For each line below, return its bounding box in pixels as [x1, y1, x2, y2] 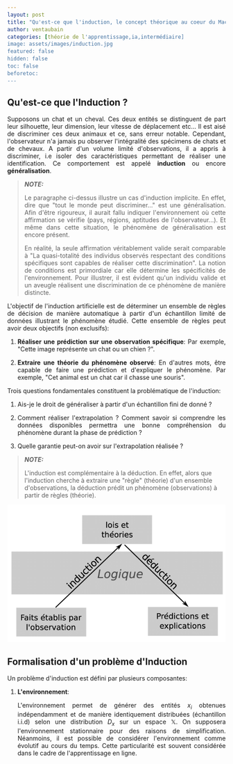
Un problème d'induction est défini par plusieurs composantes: [7, 674, 187, 683]
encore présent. [24, 230, 70, 239]
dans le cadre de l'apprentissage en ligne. [17, 749, 137, 757]
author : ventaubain [7, 26, 64, 33]
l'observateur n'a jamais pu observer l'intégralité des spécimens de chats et [7, 137, 226, 145]
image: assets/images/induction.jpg [7, 40, 113, 48]
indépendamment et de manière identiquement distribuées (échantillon [17, 710, 226, 719]
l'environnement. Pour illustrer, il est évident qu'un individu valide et [24, 273, 226, 282]
